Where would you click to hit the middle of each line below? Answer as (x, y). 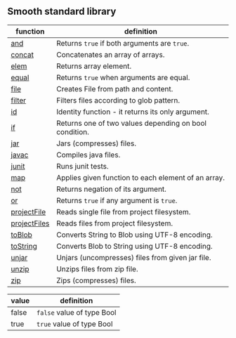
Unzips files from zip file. (97, 268)
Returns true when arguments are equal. (123, 77)
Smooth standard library (62, 12)
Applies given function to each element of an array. (140, 177)
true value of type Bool (74, 324)
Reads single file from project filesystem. (123, 212)
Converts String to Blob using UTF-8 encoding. (134, 235)
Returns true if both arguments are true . (123, 43)
